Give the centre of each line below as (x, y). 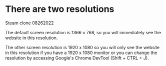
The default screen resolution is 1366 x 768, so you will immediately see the (83, 32)
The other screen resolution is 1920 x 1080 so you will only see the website (82, 47)
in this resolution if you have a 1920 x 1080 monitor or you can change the (81, 53)
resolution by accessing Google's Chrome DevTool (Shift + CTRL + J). (77, 58)
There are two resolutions (60, 9)
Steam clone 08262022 (29, 23)
